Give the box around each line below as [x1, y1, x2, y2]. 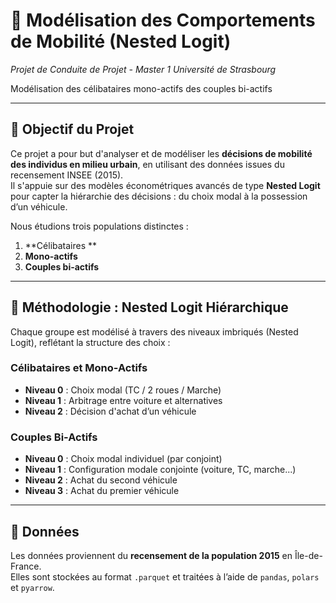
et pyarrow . [10, 581, 55, 593]
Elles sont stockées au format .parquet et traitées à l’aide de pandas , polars [10, 570, 320, 583]
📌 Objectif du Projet [10, 121, 135, 138]
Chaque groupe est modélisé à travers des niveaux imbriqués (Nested [10, 325, 299, 338]
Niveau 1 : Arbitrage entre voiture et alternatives [24, 394, 223, 406]
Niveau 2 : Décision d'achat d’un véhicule [24, 405, 197, 417]
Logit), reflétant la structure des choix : [10, 336, 171, 348]
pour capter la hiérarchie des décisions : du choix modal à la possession [10, 190, 308, 202]
